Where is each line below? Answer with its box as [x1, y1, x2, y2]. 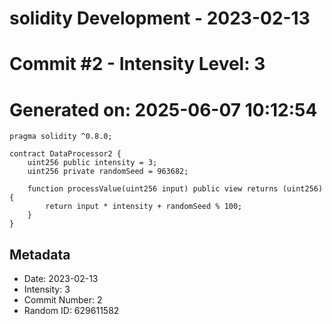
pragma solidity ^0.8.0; [9, 132, 113, 142]
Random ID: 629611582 [23, 305, 120, 317]
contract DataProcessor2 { [9, 149, 122, 159]
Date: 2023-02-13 [23, 273, 99, 285]
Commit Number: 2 [23, 294, 103, 306]
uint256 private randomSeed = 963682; [27, 167, 189, 177]
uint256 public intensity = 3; [27, 158, 158, 168]
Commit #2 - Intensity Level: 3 [9, 53, 266, 76]
